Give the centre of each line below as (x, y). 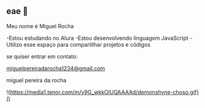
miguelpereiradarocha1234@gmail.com (56, 68)
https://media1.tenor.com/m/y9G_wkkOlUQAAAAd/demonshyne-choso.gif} (104, 92)
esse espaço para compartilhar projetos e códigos (87, 44)
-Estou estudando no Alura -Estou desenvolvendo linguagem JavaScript (97, 38)
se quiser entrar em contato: (42, 56)
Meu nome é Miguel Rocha (40, 26)
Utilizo (14, 44)
